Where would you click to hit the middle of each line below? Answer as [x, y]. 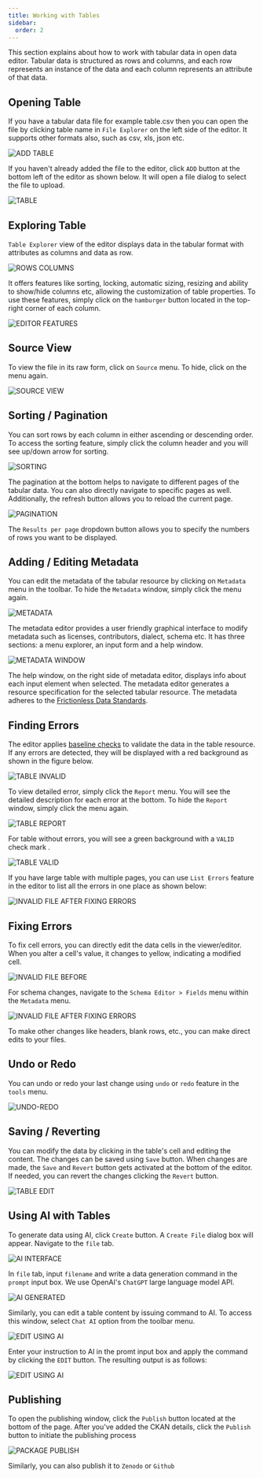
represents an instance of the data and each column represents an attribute [130, 69]
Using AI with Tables [59, 1216]
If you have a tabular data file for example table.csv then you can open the [128, 121]
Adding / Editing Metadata [73, 563]
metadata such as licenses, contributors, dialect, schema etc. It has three [126, 637]
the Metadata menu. [40, 1001]
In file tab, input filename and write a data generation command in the [123, 1273]
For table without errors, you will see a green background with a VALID [121, 839]
